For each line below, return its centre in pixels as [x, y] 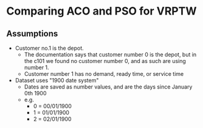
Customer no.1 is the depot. [49, 48]
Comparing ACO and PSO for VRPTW [101, 11]
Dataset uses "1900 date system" [57, 80]
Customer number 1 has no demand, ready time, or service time [104, 74]
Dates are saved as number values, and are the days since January [108, 87]
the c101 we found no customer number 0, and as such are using [105, 61]
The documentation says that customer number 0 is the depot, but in [110, 55]
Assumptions [32, 34]
